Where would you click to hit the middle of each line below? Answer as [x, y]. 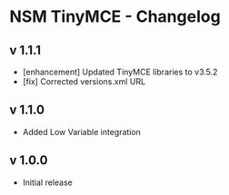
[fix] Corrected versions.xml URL [84, 82]
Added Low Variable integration [81, 132]
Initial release [47, 182]
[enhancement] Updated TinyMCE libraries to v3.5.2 [120, 72]
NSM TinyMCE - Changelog [115, 17]
